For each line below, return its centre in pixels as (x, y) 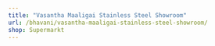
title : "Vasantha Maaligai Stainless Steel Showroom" (98, 15)
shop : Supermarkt (36, 30)
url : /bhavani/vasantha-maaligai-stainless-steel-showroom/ (108, 23)
